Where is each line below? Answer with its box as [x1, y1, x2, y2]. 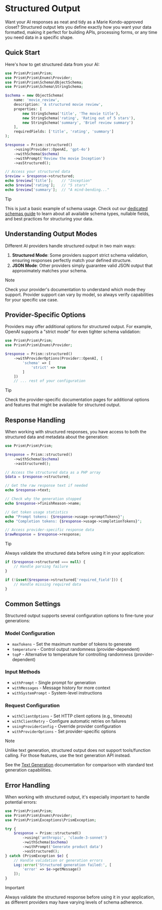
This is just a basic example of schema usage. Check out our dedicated [5, 205, 148, 211]
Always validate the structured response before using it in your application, [5, 894, 155, 900]
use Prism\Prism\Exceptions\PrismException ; [5, 817, 97, 823]
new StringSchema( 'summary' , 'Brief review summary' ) [22, 120, 133, 125]
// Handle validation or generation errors [14, 858, 103, 863]
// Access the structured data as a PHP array [5, 470, 101, 475]
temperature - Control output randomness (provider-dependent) [12, 646, 140, 652]
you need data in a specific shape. [5, 34, 74, 40]
